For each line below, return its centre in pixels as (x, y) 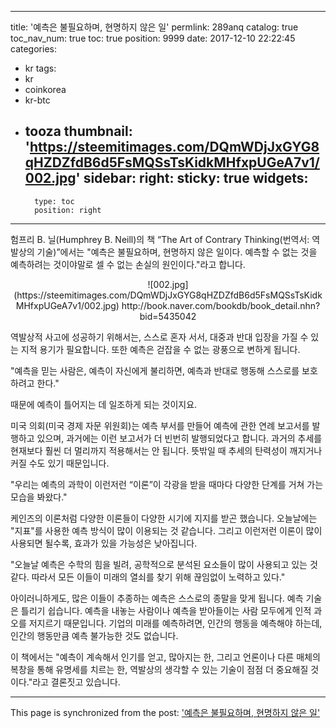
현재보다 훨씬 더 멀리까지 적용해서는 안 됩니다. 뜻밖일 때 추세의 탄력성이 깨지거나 (166, 450)
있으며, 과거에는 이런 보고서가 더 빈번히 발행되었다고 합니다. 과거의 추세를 (179, 438)
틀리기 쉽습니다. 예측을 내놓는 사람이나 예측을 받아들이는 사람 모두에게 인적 (166, 610)
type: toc (54, 201)
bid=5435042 (168, 316)
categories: (33, 49)
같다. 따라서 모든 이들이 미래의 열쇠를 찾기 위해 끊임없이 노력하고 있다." (148, 577)
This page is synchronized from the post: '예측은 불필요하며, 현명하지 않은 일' (165, 712)
